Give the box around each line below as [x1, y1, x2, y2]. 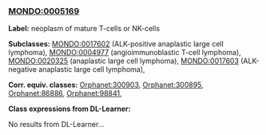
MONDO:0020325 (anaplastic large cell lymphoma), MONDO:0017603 [8, 56, 240, 66]
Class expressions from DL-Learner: [8, 104, 131, 113]
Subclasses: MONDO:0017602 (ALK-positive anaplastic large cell [8, 39, 224, 49]
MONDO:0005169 [8, 6, 80, 17]
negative [8, 65, 38, 74]
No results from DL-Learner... [8, 120, 105, 129]
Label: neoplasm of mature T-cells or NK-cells [8, 24, 161, 34]
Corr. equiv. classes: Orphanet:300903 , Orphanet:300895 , [8, 80, 204, 89]
